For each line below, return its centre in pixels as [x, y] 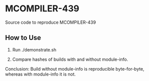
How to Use [23, 38]
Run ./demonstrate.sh [34, 49]
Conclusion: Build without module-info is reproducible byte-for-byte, [75, 69]
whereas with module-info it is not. [40, 74]
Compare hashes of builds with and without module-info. [70, 59]
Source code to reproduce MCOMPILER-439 [51, 22]
